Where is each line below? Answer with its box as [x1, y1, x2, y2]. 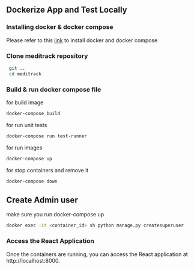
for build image [6, 99, 44, 106]
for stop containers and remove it [6, 166, 89, 174]
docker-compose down [6, 178, 58, 184]
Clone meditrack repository [6, 51, 88, 60]
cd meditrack [8, 71, 42, 77]
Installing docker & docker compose [6, 23, 114, 31]
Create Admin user [6, 195, 78, 205]
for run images [6, 144, 43, 151]
